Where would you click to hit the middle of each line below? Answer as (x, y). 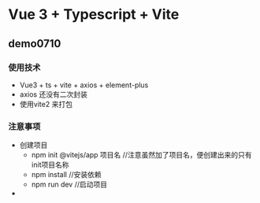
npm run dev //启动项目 (69, 185)
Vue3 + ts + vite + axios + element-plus (84, 85)
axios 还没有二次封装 (54, 94)
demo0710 (35, 44)
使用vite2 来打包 (46, 104)
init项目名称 (50, 165)
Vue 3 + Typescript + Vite (94, 15)
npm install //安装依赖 (67, 175)
